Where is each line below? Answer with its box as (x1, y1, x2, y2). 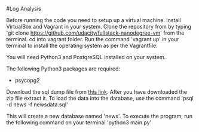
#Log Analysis (6, 5, 41, 12)
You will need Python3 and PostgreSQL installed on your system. (6, 54, 166, 60)
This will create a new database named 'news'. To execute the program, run (6, 113, 193, 119)
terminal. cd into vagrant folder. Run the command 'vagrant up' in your (6, 36, 179, 42)
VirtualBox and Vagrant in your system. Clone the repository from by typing (6, 23, 191, 30)
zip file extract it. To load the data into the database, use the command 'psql (6, 95, 194, 102)
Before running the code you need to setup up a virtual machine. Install (6, 17, 181, 23)
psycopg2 (14, 77, 40, 84)
